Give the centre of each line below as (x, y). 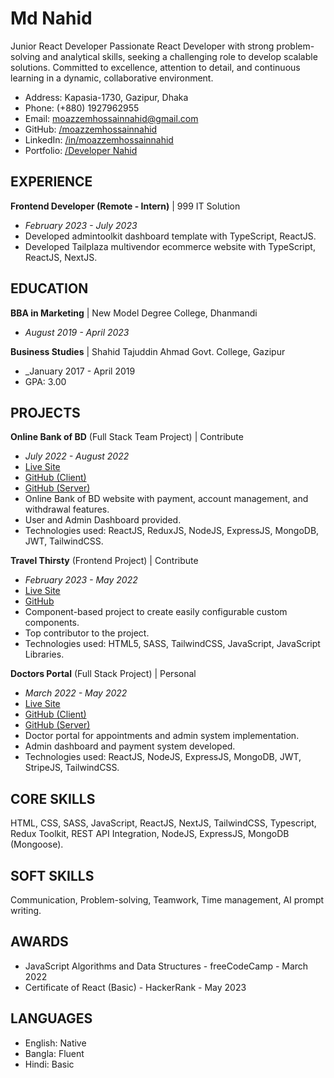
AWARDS (39, 942)
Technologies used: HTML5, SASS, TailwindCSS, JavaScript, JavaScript (172, 644)
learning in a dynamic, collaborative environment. (112, 78)
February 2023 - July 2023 (81, 225)
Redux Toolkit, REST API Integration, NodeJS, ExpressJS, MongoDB (150, 834)
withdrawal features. (67, 509)
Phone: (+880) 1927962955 (82, 108)
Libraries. (44, 654)
